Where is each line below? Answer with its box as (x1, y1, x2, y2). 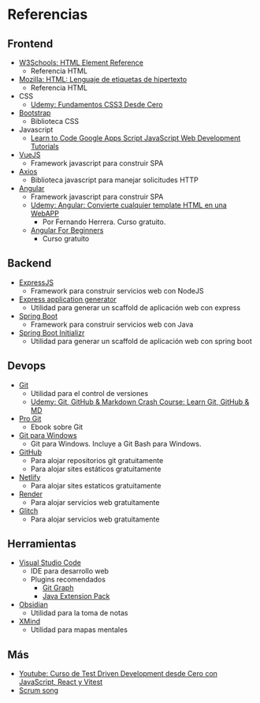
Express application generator (18, 294, 117, 304)
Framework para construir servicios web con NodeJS (30, 286, 204, 295)
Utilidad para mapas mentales (30, 625, 128, 634)
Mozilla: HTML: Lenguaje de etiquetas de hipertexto (18, 75, 188, 84)
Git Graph (42, 583, 74, 593)
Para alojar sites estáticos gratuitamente (30, 464, 162, 473)
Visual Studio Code (18, 558, 82, 567)
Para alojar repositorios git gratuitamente (30, 455, 164, 465)
